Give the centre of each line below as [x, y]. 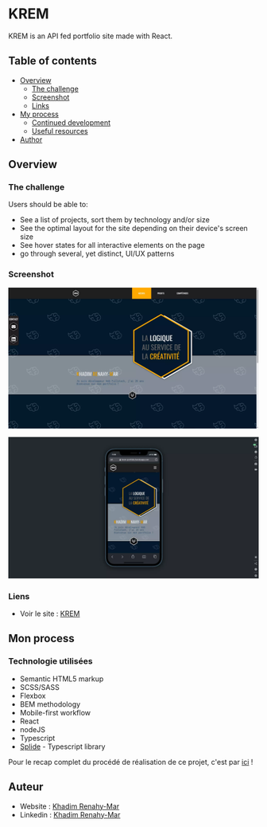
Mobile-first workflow [55, 712]
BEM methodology [50, 704]
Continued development [71, 122]
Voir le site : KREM [50, 613]
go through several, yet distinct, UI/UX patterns [97, 254]
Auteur [26, 787]
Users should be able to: [48, 205]
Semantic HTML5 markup [62, 679]
